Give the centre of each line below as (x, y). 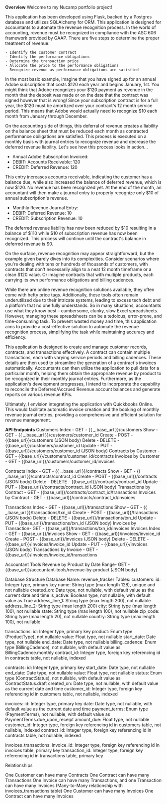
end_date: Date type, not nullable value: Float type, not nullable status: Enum (84, 673)
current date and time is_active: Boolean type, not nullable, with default (78, 595)
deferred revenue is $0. (29, 244)
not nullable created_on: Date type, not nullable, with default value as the (80, 590)
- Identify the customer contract (41, 52)
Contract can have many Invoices (39, 796)
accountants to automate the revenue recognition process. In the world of (81, 27)
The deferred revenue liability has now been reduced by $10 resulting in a (81, 228)
